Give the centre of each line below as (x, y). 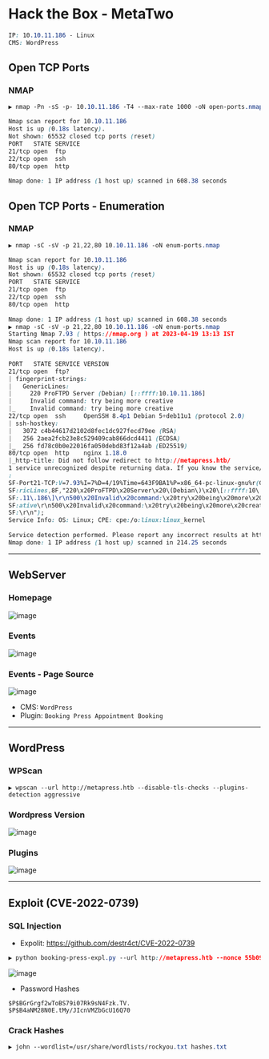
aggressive (62, 794)
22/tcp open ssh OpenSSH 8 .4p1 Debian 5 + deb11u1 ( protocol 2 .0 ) (127, 416)
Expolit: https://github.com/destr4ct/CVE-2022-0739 (107, 943)
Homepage (30, 598)
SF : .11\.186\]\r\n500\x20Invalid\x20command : (85, 498)
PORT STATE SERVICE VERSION (59, 364)
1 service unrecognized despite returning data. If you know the (119, 468)
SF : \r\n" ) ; (26, 513)
